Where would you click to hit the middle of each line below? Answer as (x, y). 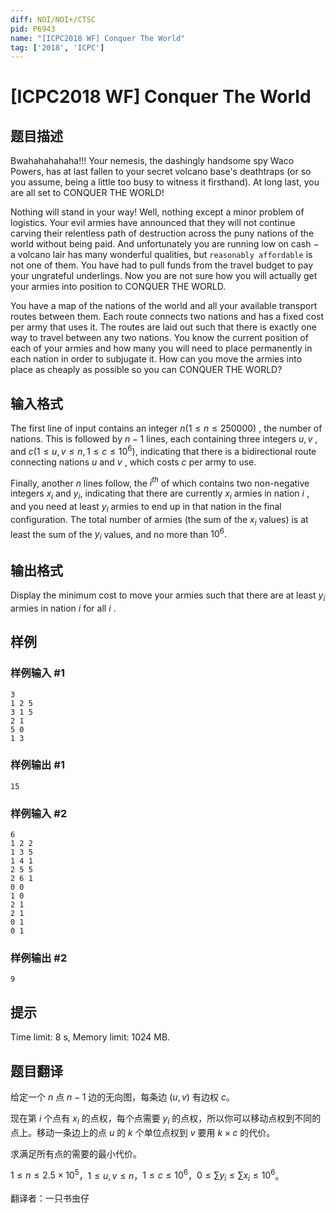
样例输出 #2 (39, 958)
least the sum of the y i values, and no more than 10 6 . (119, 534)
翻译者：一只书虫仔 (50, 1198)
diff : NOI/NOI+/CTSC (53, 19)
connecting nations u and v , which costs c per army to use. (133, 462)
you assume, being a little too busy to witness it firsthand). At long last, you (165, 182)
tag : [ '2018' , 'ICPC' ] (57, 47)
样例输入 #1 (37, 673)
